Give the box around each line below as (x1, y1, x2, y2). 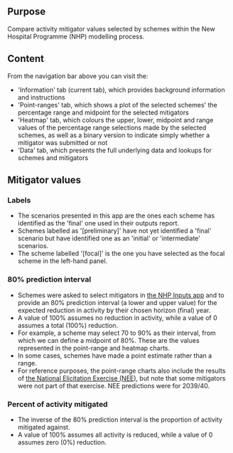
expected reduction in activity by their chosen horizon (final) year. (17, 306, 211, 314)
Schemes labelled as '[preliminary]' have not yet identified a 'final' (17, 227, 212, 235)
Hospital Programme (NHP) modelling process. (7, 32, 145, 41)
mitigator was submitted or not (17, 138, 108, 146)
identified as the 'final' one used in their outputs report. (17, 219, 180, 228)
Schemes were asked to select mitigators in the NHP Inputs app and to (17, 291, 225, 299)
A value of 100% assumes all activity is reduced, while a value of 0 (17, 430, 213, 439)
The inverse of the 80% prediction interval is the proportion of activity (17, 415, 222, 424)
